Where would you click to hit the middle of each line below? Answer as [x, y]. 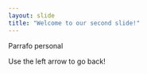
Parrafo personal [36, 45]
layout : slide [32, 16]
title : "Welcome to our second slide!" [74, 23]
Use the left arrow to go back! [57, 61]
